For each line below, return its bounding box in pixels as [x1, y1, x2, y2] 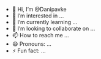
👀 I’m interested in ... [12, 12, 64, 19]
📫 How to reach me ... [12, 32, 69, 39]
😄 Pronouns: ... [12, 40, 52, 48]
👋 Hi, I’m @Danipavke [12, 6, 67, 13]
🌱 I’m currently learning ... [12, 19, 78, 25]
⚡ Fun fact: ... [12, 47, 46, 54]
